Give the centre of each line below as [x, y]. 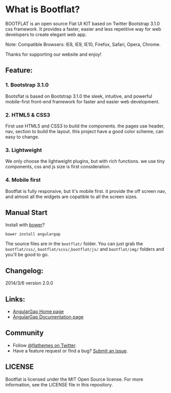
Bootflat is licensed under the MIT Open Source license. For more [74, 379]
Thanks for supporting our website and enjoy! [53, 54]
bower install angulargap [33, 234]
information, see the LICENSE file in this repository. [59, 384]
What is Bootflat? [43, 9]
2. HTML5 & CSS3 [28, 115]
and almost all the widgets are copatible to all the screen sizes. [72, 196]
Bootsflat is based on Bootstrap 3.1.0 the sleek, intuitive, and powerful [79, 96]
